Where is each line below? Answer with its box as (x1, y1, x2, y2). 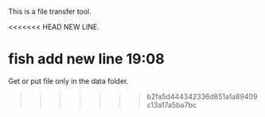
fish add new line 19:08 (8, 50, 165, 68)
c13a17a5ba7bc (146, 99, 197, 110)
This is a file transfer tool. (8, 7, 92, 16)
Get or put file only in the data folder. (8, 76, 129, 86)
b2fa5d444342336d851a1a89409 (146, 92, 258, 101)
